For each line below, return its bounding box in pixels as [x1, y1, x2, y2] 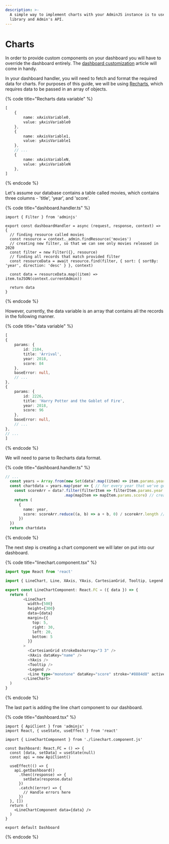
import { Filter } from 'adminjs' [5, 215, 78, 220]
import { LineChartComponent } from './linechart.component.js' [5, 737, 143, 742]
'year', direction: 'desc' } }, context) [5, 263, 94, 268]
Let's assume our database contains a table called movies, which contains [5, 190, 159, 196]
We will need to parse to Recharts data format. [5, 455, 102, 461]
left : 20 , [32, 629, 53, 634]
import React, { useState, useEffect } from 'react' [5, 728, 118, 733]
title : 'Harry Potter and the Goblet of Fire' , [23, 398, 125, 403]
